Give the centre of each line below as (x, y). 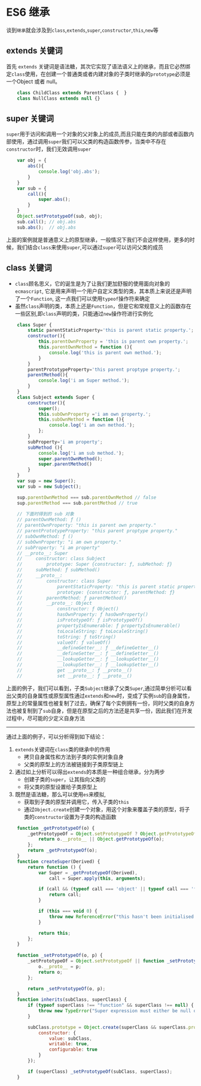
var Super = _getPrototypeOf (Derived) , (88, 873)
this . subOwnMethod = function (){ (81, 420)
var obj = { (32, 160)
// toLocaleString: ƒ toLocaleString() (83, 631)
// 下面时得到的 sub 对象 (46, 514)
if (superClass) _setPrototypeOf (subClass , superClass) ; (100, 1072)
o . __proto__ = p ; (60, 967)
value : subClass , (71, 1039)
